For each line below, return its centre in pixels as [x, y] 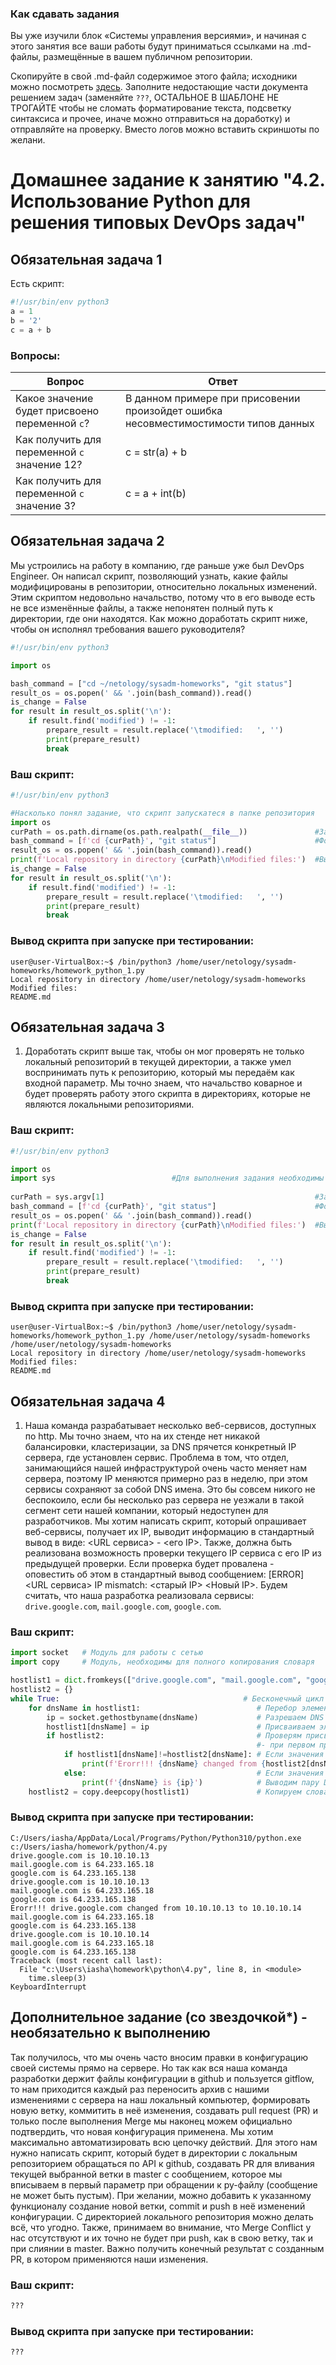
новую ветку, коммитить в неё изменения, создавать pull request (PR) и [164, 2110]
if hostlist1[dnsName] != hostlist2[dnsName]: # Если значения [194, 1755]
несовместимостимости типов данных [219, 424]
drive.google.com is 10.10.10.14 [80, 1934]
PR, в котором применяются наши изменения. [109, 2259]
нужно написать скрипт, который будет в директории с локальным [154, 2153]
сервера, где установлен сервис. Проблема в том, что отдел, [157, 1458]
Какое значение [54, 399]
